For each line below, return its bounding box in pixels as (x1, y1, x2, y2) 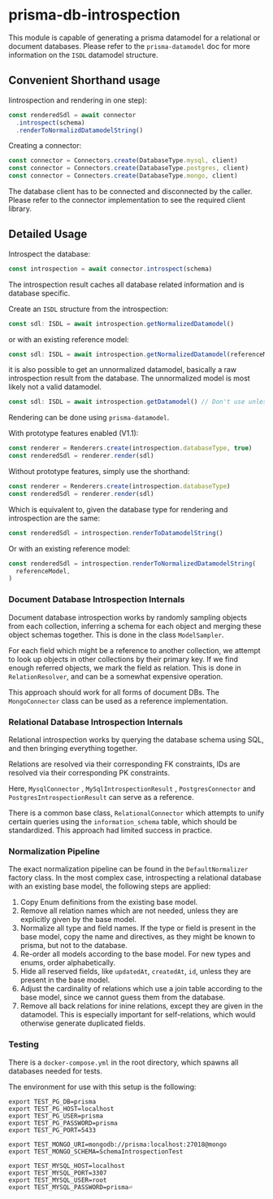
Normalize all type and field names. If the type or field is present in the (19, 923, 256, 933)
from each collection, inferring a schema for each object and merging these (8, 621, 262, 630)
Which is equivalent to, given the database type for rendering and (8, 504, 228, 514)
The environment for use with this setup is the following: (8, 1082, 197, 1091)
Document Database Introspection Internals (8, 594, 185, 605)
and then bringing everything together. (8, 743, 138, 753)
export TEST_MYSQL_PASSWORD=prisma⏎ (8, 1183, 132, 1191)
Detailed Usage (8, 227, 88, 241)
